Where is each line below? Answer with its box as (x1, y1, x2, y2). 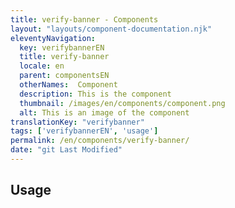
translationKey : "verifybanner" (10, 117, 145, 127)
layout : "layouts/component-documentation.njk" (10, 24, 213, 34)
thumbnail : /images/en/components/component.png (19, 98, 226, 108)
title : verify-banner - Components (10, 14, 159, 25)
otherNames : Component (19, 80, 118, 90)
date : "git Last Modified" (10, 145, 123, 155)
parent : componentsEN (19, 71, 110, 81)
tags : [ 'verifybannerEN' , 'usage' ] (10, 126, 159, 136)
